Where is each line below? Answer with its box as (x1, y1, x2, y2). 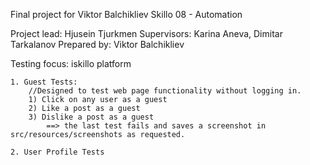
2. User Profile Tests (10, 147, 105, 157)
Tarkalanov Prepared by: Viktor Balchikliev (10, 39, 185, 50)
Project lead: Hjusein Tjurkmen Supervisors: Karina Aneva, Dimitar (10, 28, 283, 39)
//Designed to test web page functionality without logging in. (28, 86, 302, 96)
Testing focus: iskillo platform (10, 58, 132, 69)
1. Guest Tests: (10, 77, 78, 87)
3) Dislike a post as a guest (28, 112, 155, 122)
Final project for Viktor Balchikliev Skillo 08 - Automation (10, 9, 243, 20)
